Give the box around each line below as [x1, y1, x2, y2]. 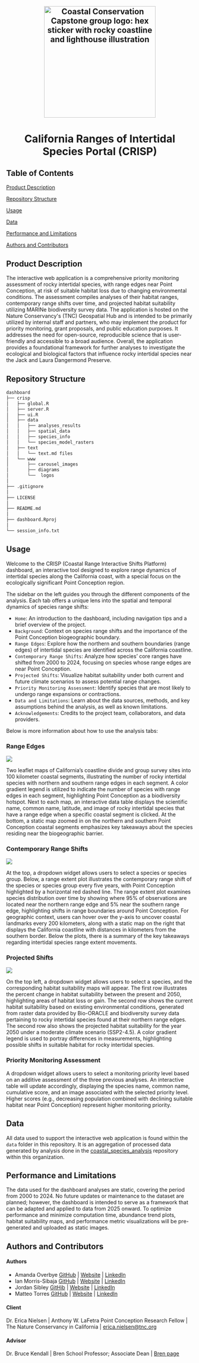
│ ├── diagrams [6, 467, 60, 473]
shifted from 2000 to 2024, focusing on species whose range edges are [14, 659, 191, 666]
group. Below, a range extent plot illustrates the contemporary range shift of [6, 876, 192, 883]
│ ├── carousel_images [6, 461, 78, 467]
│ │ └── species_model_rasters [6, 439, 94, 445]
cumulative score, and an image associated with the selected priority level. [6, 1088, 189, 1096]
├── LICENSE [6, 495, 36, 500]
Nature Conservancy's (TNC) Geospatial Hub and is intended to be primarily [6, 313, 192, 320]
